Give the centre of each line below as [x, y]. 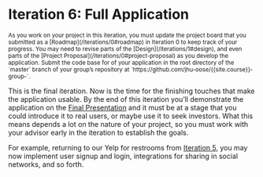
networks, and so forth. [46, 164]
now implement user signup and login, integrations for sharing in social [123, 156]
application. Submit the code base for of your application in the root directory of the [121, 63]
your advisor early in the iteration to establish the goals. [98, 132]
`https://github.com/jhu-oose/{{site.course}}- [192, 69]
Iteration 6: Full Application [99, 14]
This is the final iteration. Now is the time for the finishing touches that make [131, 91]
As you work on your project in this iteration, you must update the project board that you [127, 35]
